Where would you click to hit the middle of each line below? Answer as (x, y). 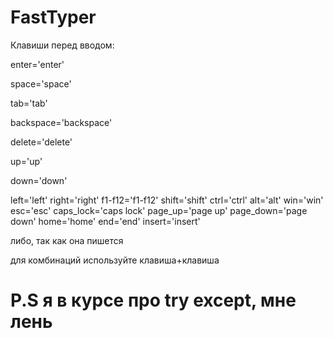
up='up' (26, 161)
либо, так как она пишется (67, 240)
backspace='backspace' (61, 122)
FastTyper (53, 17)
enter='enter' (37, 64)
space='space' (41, 83)
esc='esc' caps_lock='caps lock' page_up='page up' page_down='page (159, 210)
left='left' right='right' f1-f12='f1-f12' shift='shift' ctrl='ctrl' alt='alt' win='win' (167, 200)
